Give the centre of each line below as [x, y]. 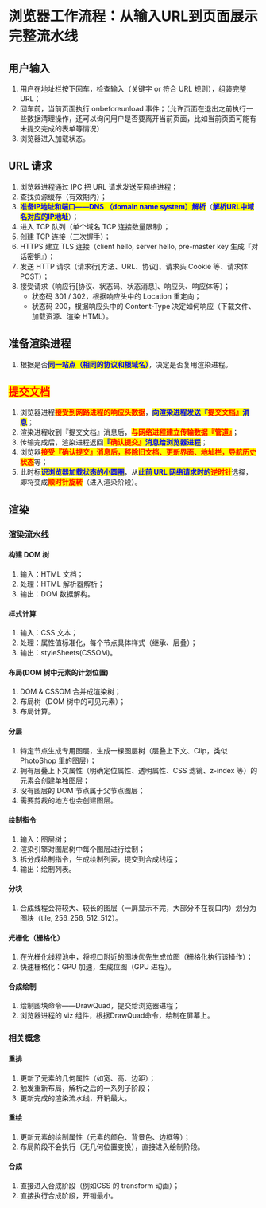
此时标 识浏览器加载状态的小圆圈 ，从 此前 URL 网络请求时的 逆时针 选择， [136, 472]
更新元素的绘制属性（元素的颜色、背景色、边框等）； [105, 1136]
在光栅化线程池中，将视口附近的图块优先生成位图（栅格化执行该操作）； [136, 957]
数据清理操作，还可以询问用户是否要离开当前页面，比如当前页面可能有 [141, 119]
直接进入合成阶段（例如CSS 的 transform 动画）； [100, 1185]
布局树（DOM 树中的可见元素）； [73, 702]
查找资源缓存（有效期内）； [63, 197]
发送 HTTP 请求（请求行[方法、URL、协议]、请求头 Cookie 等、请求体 [134, 266]
